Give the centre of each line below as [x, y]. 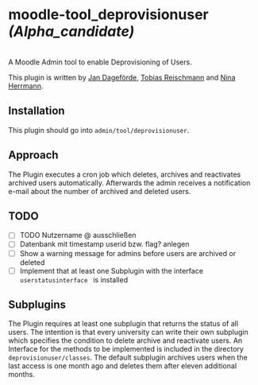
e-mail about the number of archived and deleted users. [100, 191]
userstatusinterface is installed [74, 279]
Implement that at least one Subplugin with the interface [112, 270]
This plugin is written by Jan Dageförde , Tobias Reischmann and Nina [122, 77]
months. [22, 375]
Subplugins [37, 305]
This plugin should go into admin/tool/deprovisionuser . [99, 130]
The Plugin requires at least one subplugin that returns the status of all [123, 324]
